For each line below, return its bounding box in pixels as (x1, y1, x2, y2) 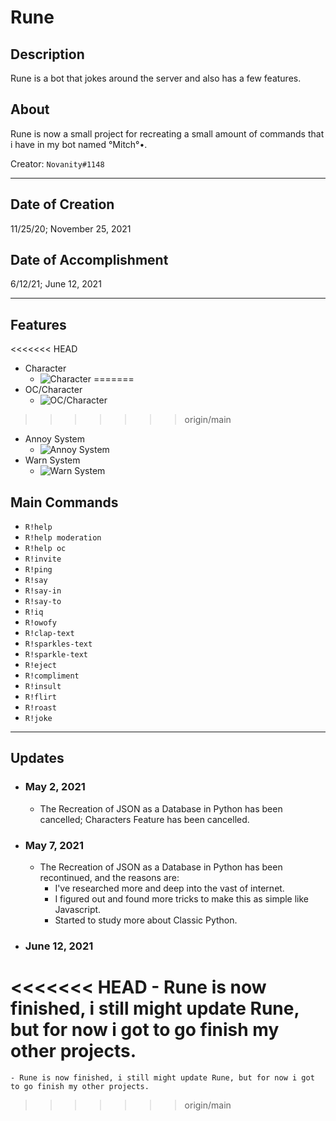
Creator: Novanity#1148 (10, 157, 105, 170)
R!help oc (24, 544, 67, 554)
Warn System (24, 454, 81, 466)
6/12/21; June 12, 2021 (10, 278, 102, 290)
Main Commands (10, 494, 119, 511)
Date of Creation (10, 196, 115, 213)
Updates (10, 750, 65, 767)
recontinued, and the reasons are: (39, 872, 180, 884)
